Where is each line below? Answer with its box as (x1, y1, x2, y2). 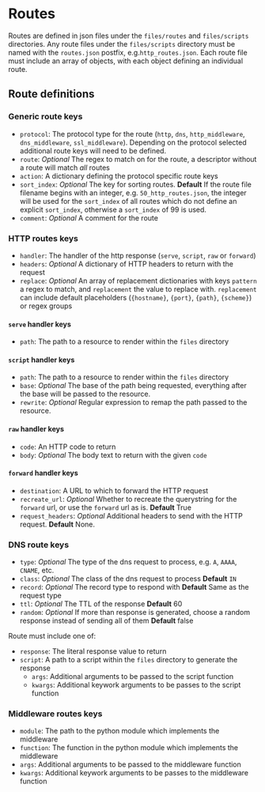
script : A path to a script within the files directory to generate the (19, 655, 238, 665)
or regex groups (19, 301, 73, 311)
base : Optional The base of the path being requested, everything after (19, 381, 247, 390)
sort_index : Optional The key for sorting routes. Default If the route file (19, 179, 252, 189)
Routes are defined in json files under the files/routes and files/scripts (8, 31, 249, 40)
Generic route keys (8, 111, 83, 123)
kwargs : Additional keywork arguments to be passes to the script (31, 681, 241, 690)
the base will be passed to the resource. (19, 389, 151, 399)
